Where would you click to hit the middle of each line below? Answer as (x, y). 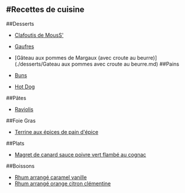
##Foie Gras (21, 120)
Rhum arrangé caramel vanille (51, 177)
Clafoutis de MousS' (39, 35)
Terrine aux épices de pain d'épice (56, 132)
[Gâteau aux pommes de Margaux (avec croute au (75, 57)
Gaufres (24, 46)
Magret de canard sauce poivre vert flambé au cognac (80, 154)
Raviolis (24, 109)
